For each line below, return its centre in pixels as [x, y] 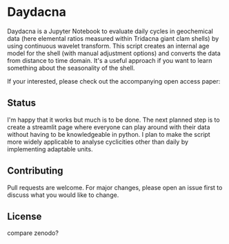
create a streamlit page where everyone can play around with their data [109, 127]
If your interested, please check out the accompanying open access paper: [114, 81]
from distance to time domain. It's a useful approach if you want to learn [110, 60]
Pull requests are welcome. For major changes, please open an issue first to [115, 187]
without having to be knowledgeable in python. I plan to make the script [109, 134]
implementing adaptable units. [50, 149]
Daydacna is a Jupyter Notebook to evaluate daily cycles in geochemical [110, 31]
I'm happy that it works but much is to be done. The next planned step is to [113, 120]
